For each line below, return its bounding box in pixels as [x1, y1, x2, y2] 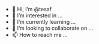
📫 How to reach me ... [11, 32, 68, 38]
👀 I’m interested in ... [11, 12, 63, 19]
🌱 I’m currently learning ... [11, 18, 76, 25]
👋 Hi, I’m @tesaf [11, 6, 52, 12]
